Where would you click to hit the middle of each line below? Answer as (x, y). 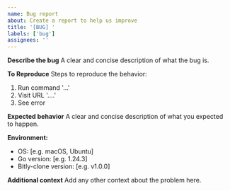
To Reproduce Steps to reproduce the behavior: (77, 74)
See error (31, 103)
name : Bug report (33, 14)
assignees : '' (28, 40)
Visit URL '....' (37, 95)
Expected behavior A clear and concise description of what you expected (115, 117)
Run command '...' (44, 88)
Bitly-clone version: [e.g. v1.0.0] (64, 166)
